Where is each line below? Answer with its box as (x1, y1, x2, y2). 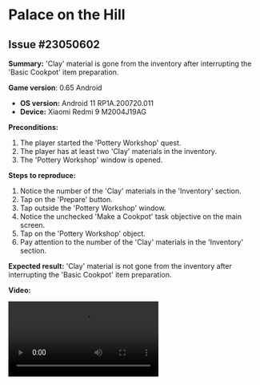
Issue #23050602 (8, 38, 100, 51)
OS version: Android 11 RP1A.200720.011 (19, 99, 154, 107)
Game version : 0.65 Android (8, 83, 102, 92)
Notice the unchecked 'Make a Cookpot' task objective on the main (19, 212, 242, 221)
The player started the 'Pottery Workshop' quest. (19, 138, 182, 148)
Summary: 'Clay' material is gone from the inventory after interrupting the (8, 59, 252, 68)
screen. (19, 221, 46, 229)
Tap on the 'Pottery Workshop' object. (19, 229, 146, 238)
